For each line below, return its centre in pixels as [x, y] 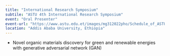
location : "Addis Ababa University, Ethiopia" [55, 28]
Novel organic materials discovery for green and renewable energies [84, 42]
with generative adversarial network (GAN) [57, 48]
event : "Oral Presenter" [31, 19]
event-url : [17, 24]
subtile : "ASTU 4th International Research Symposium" [64, 14]
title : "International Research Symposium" [52, 10]
